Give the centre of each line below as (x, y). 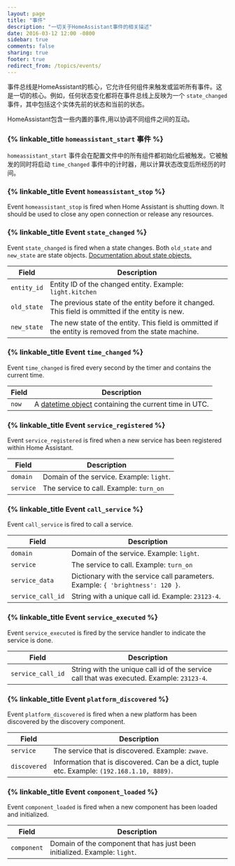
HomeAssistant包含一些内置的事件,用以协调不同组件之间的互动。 (100, 119)
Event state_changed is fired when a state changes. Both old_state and (109, 247)
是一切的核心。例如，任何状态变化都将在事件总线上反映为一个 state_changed (117, 95)
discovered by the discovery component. (66, 721)
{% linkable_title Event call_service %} (75, 510)
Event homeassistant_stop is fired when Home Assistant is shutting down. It (116, 207)
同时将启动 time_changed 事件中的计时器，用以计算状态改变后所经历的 (120, 164)
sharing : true (28, 53)
